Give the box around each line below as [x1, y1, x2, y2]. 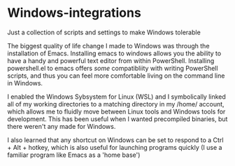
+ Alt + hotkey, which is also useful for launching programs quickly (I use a [7, 143, 222, 151]
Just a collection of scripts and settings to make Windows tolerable [7, 28, 201, 36]
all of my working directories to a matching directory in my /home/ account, [7, 99, 225, 108]
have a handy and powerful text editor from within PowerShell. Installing [7, 56, 215, 64]
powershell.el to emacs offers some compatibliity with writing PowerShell [7, 64, 218, 72]
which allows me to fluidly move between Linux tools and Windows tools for [7, 107, 226, 116]
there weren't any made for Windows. [7, 122, 116, 130]
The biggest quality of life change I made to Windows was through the [7, 41, 210, 50]
